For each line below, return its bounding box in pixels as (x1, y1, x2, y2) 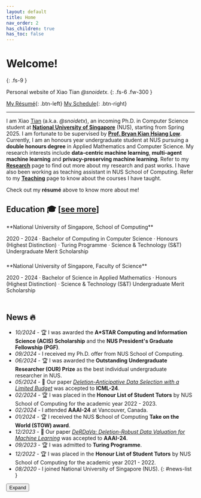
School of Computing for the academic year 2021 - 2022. (14, 458, 157, 466)
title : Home (6, 14, 36, 20)
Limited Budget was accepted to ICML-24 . (14, 385, 120, 392)
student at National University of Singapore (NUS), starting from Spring (6, 124, 184, 131)
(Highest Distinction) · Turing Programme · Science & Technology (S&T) (6, 241, 182, 248)
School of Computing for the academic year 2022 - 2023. (14, 400, 157, 407)
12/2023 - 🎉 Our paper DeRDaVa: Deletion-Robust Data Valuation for (14, 428, 185, 435)
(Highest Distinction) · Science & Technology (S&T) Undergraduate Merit (6, 280, 184, 287)
